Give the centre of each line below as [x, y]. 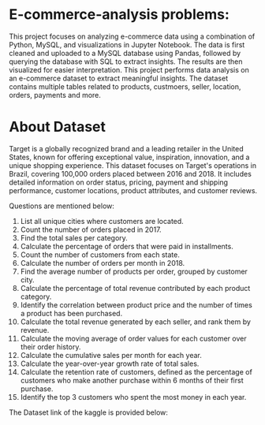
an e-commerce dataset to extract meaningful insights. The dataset [119, 78]
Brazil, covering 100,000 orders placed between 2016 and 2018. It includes [130, 173]
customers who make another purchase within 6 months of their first [132, 380]
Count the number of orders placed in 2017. [91, 229]
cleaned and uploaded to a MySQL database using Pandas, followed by [125, 53]
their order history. [50, 347]
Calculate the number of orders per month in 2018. [103, 263]
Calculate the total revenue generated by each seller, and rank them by [136, 322]
